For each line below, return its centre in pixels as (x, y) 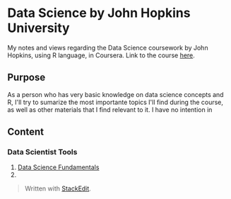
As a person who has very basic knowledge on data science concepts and (115, 94)
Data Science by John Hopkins (99, 13)
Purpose (26, 78)
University (38, 28)
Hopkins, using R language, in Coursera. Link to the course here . (101, 55)
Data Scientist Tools (42, 152)
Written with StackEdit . (58, 188)
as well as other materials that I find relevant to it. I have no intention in (110, 109)
